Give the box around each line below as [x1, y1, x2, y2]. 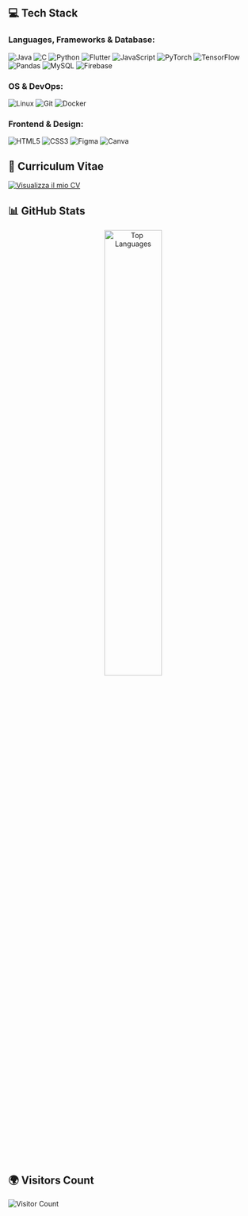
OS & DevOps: [8, 80, 63, 91]
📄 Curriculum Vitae [8, 160, 105, 173]
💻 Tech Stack [8, 6, 78, 20]
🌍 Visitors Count [8, 1174, 94, 1187]
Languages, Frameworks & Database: [8, 34, 155, 45]
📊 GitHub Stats [8, 205, 86, 218]
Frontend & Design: [8, 118, 84, 129]
